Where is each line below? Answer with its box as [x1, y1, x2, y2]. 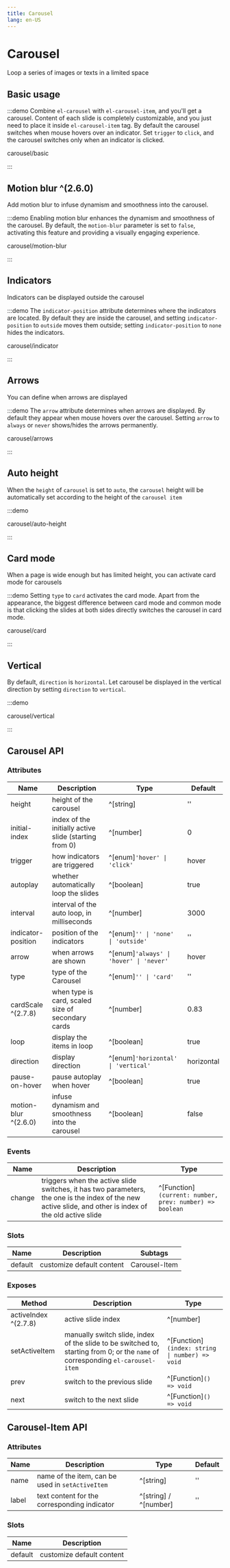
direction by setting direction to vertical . [7, 686, 127, 694]
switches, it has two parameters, [41, 1184, 146, 1194]
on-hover [10, 1080, 42, 1090]
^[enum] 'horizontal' [108, 1053, 178, 1062]
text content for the [36, 1491, 99, 1501]
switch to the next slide [64, 1394, 139, 1404]
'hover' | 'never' [108, 957, 169, 965]
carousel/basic [7, 149, 49, 158]
